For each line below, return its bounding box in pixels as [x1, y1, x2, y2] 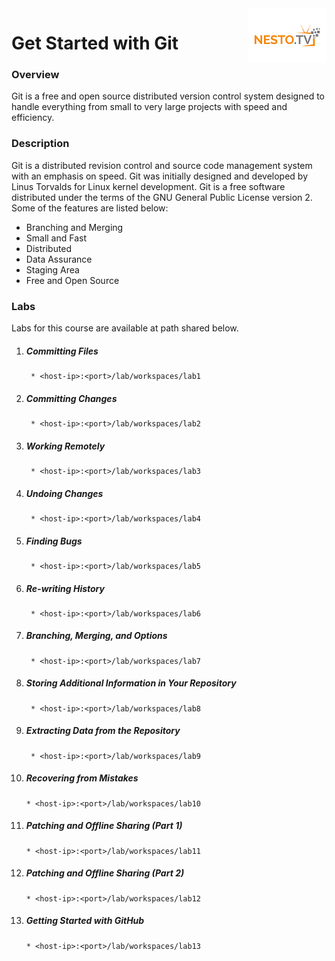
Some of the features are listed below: [11, 202, 169, 214]
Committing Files [25, 345, 99, 357]
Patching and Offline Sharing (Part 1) [25, 820, 183, 832]
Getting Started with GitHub [25, 915, 145, 927]
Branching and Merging [25, 221, 124, 233]
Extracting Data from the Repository [25, 725, 181, 737]
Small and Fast [25, 232, 88, 244]
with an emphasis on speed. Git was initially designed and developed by [11, 170, 309, 182]
